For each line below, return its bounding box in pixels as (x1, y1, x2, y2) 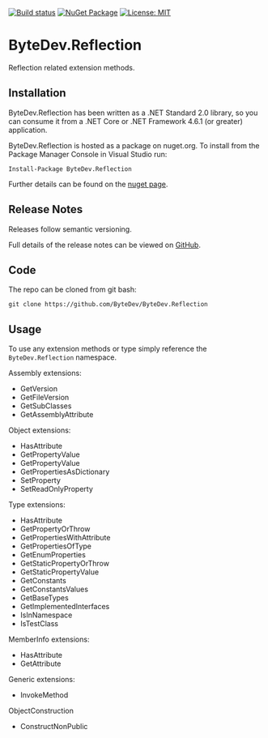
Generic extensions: (8, 675, 75, 685)
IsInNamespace (19, 610, 73, 620)
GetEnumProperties (19, 550, 87, 560)
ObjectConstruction (8, 706, 74, 716)
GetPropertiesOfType (19, 541, 91, 551)
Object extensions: (8, 425, 71, 435)
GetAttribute (19, 659, 62, 668)
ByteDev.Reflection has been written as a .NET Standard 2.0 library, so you (8, 108, 258, 117)
